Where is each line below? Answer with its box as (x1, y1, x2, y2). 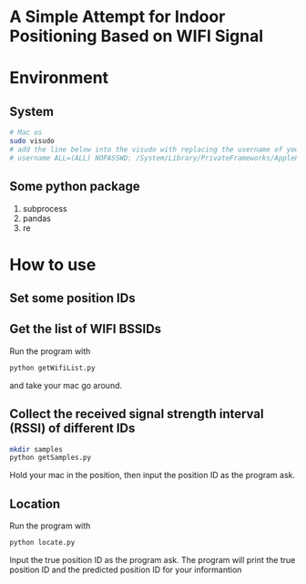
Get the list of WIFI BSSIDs (9, 321, 162, 337)
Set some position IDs (9, 290, 136, 307)
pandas (22, 213, 52, 224)
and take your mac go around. (9, 380, 123, 391)
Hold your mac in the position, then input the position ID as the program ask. (9, 470, 296, 481)
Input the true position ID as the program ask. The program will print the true (9, 555, 296, 566)
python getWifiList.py (9, 363, 96, 372)
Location (9, 495, 61, 512)
